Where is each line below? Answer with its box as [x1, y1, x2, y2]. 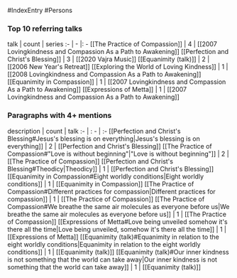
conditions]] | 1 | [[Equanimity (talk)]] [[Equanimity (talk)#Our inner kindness [7, 247, 229, 256]
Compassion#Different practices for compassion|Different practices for [7, 187, 216, 196]
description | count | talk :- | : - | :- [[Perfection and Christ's [7, 127, 181, 135]
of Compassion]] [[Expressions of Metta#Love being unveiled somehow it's [7, 217, 228, 226]
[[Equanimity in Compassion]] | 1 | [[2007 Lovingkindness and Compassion [7, 77, 226, 86]
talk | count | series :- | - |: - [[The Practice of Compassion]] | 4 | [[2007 [7, 40, 218, 48]
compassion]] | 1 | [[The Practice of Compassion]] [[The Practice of [7, 195, 205, 203]
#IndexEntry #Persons [7, 6, 73, 14]
